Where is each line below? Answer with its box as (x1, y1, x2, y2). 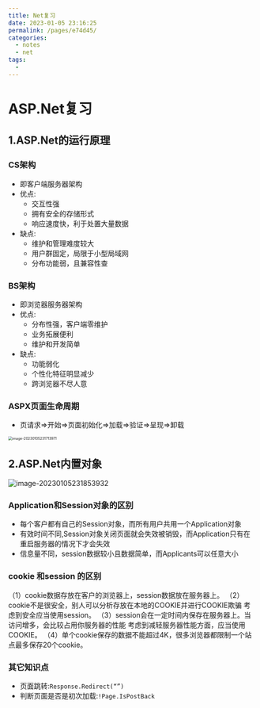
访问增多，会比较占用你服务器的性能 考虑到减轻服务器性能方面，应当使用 (8, 620, 246, 630)
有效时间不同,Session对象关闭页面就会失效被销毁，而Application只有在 (19, 529, 251, 539)
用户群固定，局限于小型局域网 (31, 248, 129, 258)
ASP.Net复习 (8, 100, 92, 117)
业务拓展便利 (31, 329, 73, 339)
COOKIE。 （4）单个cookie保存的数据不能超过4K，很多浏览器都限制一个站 (8, 630, 252, 639)
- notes (15, 41, 41, 49)
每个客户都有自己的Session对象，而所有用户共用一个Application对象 (19, 519, 242, 529)
